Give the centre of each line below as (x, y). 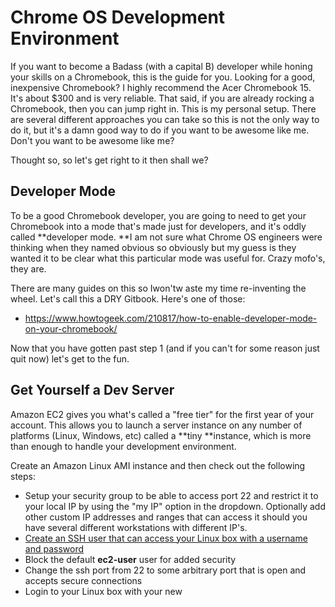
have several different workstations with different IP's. (136, 527)
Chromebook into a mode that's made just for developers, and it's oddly (158, 226)
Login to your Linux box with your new (103, 591)
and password (54, 548)
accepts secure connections (83, 580)
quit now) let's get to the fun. (70, 358)
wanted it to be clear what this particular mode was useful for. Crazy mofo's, (168, 258)
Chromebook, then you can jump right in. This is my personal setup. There (163, 108)
